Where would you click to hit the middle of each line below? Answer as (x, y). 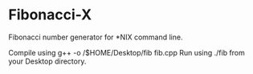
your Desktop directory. (47, 61)
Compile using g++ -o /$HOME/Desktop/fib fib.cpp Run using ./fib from (126, 52)
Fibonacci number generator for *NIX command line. (96, 37)
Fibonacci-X (50, 15)
